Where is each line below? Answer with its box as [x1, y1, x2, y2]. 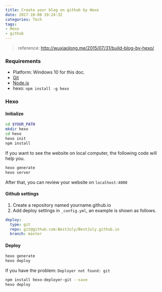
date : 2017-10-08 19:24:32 [5, 12, 63, 17]
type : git [10, 222, 31, 227]
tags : [5, 21, 17, 27]
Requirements [5, 57, 41, 64]
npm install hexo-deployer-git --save [5, 277, 88, 282]
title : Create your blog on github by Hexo [5, 7, 99, 13]
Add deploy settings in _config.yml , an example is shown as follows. [12, 207, 156, 213]
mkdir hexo [5, 126, 29, 132]
